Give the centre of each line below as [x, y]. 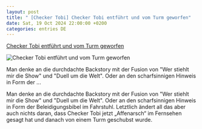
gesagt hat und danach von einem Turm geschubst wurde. [79, 120]
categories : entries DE [36, 29]
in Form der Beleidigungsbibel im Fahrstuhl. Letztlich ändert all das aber [96, 107]
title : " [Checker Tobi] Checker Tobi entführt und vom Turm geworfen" [99, 18]
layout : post [23, 12]
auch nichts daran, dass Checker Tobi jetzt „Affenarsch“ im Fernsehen [94, 113]
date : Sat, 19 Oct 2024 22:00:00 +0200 [57, 23]
